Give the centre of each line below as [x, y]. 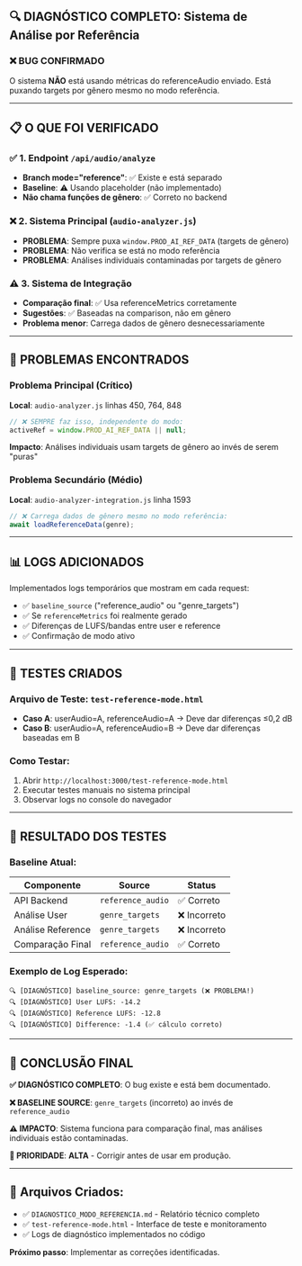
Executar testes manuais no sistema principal [106, 790]
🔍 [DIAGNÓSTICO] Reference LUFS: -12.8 [85, 1014]
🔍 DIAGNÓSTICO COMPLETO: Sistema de [129, 17]
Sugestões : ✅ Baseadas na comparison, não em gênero [127, 313]
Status [202, 884]
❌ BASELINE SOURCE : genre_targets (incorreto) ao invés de [121, 1103]
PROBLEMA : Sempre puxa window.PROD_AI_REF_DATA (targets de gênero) [155, 241]
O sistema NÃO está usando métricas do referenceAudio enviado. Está [140, 80]
